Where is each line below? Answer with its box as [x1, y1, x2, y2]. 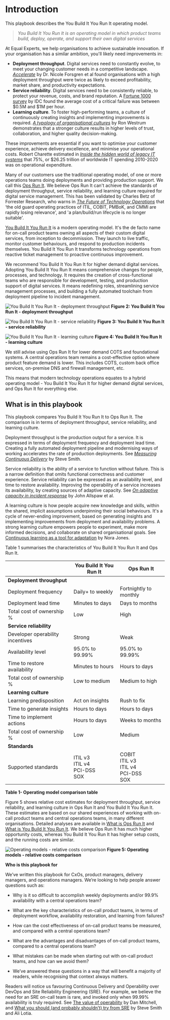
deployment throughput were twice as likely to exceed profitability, [12, 76, 152, 83]
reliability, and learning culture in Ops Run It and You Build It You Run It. [5, 804, 154, 810]
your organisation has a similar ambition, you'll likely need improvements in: [5, 51, 163, 57]
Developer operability [8, 631, 59, 638]
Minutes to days [73, 599, 112, 606]
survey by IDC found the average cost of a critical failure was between [12, 98, 160, 104]
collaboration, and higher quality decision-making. [12, 130, 118, 136]
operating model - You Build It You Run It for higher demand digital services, [5, 380, 164, 386]
